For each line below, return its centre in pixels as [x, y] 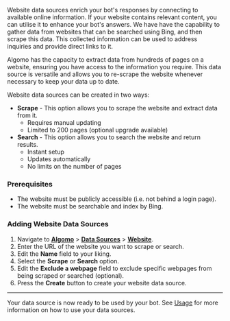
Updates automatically [59, 159]
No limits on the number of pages [74, 166]
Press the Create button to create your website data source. [102, 283]
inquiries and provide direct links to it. [60, 46]
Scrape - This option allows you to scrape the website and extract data [117, 108]
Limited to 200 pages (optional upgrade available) [98, 130]
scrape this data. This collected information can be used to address [102, 39]
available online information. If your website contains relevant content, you [112, 17]
